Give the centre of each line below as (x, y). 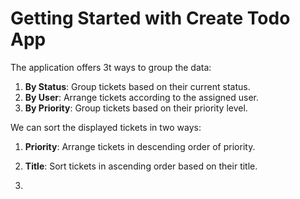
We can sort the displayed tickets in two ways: (106, 127)
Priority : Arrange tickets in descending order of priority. (140, 146)
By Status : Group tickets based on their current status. (137, 86)
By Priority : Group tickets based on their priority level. (136, 108)
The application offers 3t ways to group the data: (111, 67)
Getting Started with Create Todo (150, 18)
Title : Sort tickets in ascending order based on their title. (141, 166)
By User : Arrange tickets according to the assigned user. (142, 97)
